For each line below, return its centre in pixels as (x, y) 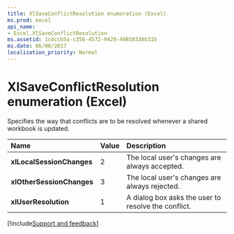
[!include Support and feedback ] (53, 223)
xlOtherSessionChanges (52, 182)
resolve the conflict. (159, 206)
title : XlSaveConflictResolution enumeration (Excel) (87, 14)
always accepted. (155, 166)
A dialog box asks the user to (174, 197)
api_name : (22, 26)
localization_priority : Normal (53, 53)
